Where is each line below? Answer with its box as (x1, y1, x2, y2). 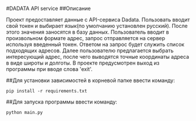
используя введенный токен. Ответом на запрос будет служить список (6, 41, 185, 48)
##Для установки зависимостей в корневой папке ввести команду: (6, 77, 175, 84)
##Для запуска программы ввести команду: (6, 98, 118, 105)
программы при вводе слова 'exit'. (6, 66, 93, 72)
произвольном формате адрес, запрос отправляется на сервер (6, 35, 165, 41)
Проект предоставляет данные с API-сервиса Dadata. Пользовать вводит (6, 16, 190, 23)
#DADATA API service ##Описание (6, 5, 92, 12)
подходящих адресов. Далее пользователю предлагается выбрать (6, 47, 174, 54)
